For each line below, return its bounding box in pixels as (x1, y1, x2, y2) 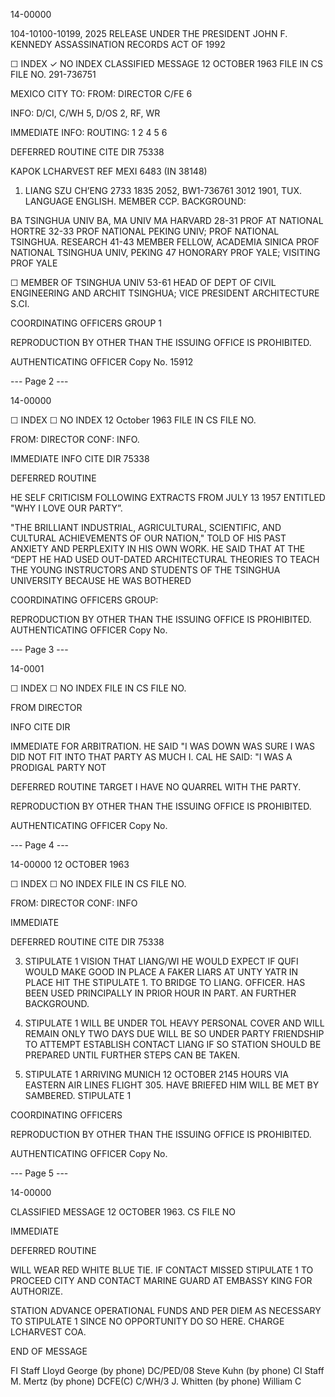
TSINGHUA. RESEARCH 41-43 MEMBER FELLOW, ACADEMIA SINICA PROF (10, 236, 320, 248)
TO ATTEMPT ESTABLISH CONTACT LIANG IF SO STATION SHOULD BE (24, 1039, 322, 1050)
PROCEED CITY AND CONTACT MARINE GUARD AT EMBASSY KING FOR (10, 1275, 313, 1286)
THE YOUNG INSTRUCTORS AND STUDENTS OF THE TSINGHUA (10, 564, 281, 576)
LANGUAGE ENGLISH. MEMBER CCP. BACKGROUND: (24, 195, 247, 207)
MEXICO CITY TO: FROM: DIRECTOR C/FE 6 (10, 88, 193, 99)
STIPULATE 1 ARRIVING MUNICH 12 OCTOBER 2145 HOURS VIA (24, 1069, 290, 1080)
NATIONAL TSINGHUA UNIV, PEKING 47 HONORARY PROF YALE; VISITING (10, 247, 321, 258)
